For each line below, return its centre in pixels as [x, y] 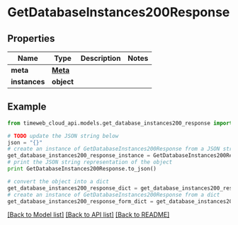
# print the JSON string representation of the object [90, 162]
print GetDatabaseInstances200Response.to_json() [82, 169]
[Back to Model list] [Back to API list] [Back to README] [89, 215]
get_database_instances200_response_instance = [79, 156]
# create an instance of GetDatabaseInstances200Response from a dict [114, 195]
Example [27, 107]
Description [101, 58]
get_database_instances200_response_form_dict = [80, 201]
